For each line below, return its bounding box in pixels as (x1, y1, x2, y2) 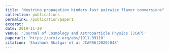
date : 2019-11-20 (5, 26, 42, 31)
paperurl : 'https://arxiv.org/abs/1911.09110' (5, 36, 106, 41)
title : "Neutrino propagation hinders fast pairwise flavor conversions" (5, 7, 165, 13)
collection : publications (5, 12, 60, 17)
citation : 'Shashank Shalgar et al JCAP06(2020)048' (5, 40, 119, 45)
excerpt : (5, 21, 24, 27)
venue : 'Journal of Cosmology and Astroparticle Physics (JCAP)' (5, 31, 146, 36)
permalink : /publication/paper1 (5, 17, 74, 22)
